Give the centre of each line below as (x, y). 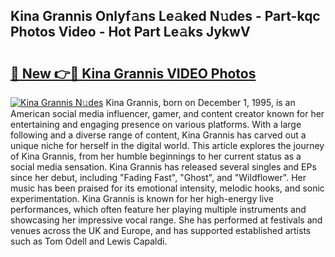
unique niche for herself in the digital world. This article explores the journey (167, 145)
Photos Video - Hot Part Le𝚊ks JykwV (130, 32)
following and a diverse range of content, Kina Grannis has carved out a (158, 135)
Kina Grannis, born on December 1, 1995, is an (200, 102)
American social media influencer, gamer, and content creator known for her (167, 113)
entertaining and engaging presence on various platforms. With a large (156, 124)
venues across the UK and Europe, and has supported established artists (161, 230)
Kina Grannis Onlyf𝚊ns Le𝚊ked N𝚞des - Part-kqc (165, 16)
